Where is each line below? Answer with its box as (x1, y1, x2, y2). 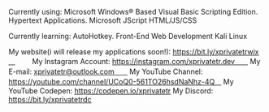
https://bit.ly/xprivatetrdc (8, 95, 92, 104)
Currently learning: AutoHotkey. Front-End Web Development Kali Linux (8, 32, 248, 41)
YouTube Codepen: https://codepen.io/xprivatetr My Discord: (8, 86, 214, 96)
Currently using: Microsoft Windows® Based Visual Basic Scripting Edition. (8, 7, 258, 16)
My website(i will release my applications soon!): (8, 47, 171, 56)
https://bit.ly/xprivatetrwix (172, 47, 259, 56)
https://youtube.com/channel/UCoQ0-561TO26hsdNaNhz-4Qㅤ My (8, 77, 234, 86)
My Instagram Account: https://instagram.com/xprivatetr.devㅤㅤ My (32, 57, 261, 66)
